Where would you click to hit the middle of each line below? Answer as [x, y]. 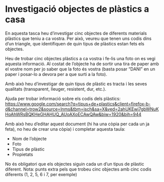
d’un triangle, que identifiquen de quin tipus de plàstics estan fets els [75, 43]
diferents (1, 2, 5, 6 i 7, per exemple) [41, 174]
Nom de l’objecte [29, 139]
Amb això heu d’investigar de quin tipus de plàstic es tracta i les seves [76, 84]
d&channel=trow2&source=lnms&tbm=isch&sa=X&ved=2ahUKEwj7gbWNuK [82, 109]
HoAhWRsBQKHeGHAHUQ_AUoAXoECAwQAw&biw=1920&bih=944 [73, 114]
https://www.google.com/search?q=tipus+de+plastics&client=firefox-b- [78, 104]
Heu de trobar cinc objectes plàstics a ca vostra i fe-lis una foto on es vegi [80, 58]
